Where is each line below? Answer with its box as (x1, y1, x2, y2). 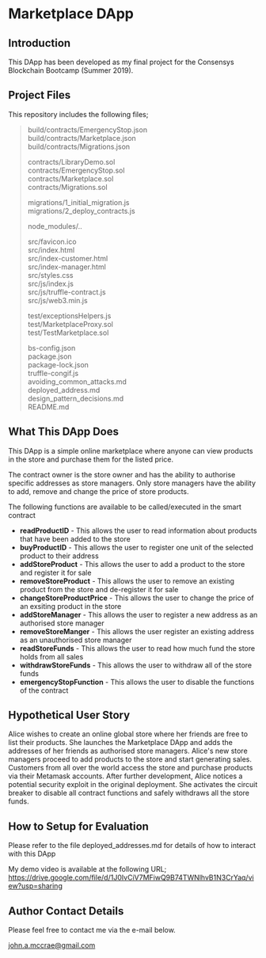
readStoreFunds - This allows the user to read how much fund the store (19, 643, 256, 653)
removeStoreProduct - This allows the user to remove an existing (19, 576, 235, 586)
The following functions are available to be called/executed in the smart (8, 502, 241, 511)
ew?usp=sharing (8, 881, 63, 891)
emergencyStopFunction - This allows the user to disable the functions (19, 677, 255, 686)
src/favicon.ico (27, 237, 77, 246)
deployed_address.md (27, 385, 101, 394)
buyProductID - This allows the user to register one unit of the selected (19, 542, 253, 552)
